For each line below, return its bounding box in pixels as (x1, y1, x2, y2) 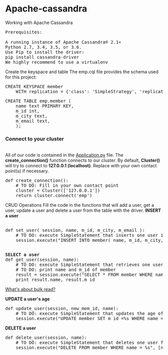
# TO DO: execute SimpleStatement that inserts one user (15, 232, 158, 238)
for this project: (5, 74, 37, 80)
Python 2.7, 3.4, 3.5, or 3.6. (5, 44, 82, 50)
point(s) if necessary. (5, 168, 49, 174)
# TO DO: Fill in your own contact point (15, 183, 119, 188)
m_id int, (15, 108, 40, 114)
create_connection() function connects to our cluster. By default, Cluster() (5, 157, 160, 163)
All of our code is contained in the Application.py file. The (5, 152, 123, 158)
